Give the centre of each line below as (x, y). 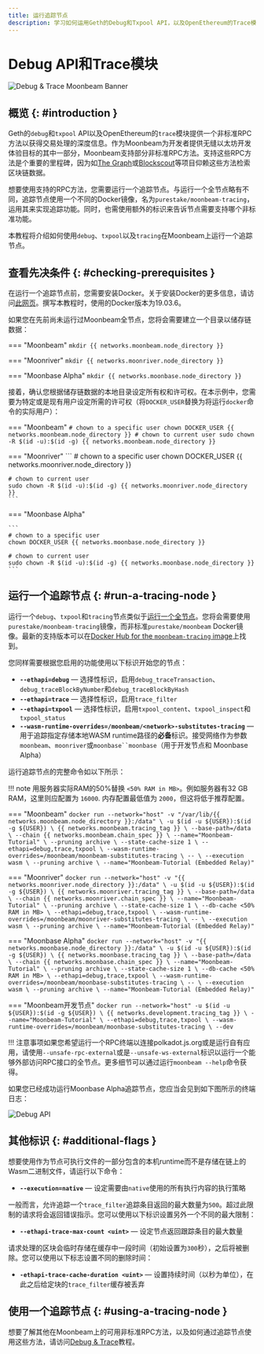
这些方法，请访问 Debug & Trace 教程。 (77, 1341)
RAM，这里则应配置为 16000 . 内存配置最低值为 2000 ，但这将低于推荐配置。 (128, 798)
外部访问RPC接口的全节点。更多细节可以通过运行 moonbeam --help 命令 (127, 1061)
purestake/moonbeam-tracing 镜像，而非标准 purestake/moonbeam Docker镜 (126, 626)
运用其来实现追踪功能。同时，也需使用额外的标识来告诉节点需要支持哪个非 (128, 209)
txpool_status (42, 718)
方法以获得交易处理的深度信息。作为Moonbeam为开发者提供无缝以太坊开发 (130, 143)
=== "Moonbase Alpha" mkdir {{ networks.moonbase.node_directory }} (125, 376)
